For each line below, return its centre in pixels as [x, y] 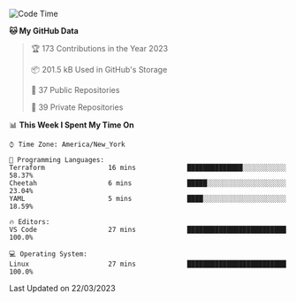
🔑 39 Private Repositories [77, 107]
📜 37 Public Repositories [75, 90]
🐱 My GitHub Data [44, 31]
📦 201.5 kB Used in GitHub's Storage [99, 70]
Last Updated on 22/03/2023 [63, 288]
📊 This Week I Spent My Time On [72, 125]
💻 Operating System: [49, 254]
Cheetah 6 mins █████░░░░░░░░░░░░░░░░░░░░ [148, 183]
